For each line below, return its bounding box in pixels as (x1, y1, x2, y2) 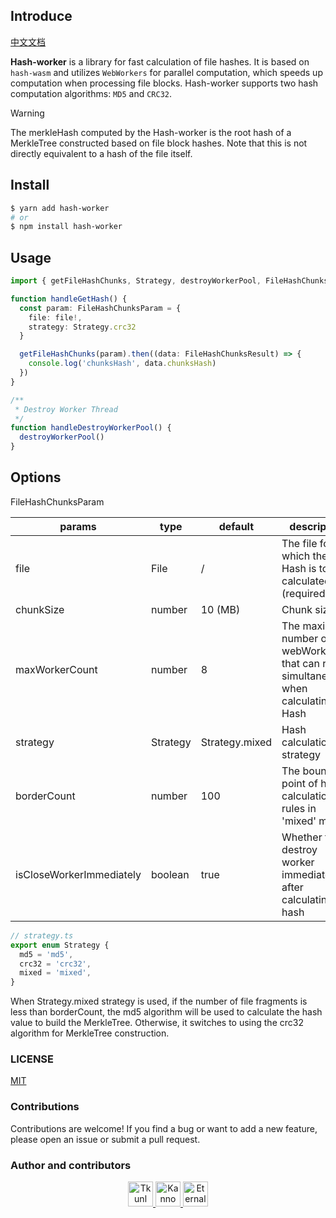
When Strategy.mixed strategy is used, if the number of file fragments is (10, 995, 308, 1008)
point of (281, 776, 318, 790)
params (59, 519, 97, 533)
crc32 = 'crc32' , (19, 959, 92, 969)
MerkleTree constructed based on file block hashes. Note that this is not (10, 137, 308, 149)
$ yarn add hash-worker (10, 203, 110, 213)
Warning (10, 107, 45, 119)
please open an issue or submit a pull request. (10, 1133, 201, 1145)
